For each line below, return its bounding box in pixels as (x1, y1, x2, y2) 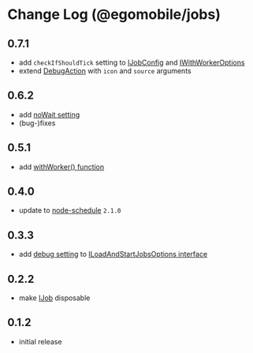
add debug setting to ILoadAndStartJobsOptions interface (18, 250, 208, 259)
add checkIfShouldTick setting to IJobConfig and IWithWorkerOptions (18, 58, 245, 67)
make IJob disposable (18, 293, 91, 303)
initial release (18, 336, 62, 346)
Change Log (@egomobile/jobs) (7, 6, 221, 24)
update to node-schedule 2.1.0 (18, 206, 121, 215)
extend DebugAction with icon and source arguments (18, 66, 192, 76)
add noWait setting (18, 110, 80, 119)
